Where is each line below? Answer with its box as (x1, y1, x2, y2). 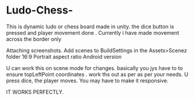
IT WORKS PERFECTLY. (6, 88, 64, 95)
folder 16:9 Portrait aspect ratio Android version (6, 53, 122, 60)
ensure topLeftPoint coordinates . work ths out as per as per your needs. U (6, 71, 189, 78)
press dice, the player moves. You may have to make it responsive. (6, 77, 169, 84)
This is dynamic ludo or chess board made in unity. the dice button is (6, 23, 174, 30)
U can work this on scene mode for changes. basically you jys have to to (6, 64, 183, 71)
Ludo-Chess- (6, 4, 73, 17)
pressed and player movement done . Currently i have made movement (6, 29, 179, 36)
